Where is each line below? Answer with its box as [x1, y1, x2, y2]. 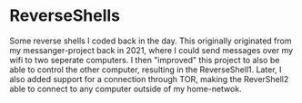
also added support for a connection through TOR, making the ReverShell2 [9, 73, 289, 84]
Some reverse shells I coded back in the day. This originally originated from [9, 35, 292, 46]
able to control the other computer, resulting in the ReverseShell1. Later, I [9, 64, 282, 75]
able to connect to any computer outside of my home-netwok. [9, 83, 243, 94]
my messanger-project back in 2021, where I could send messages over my [9, 44, 294, 55]
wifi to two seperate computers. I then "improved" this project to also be [9, 54, 280, 65]
